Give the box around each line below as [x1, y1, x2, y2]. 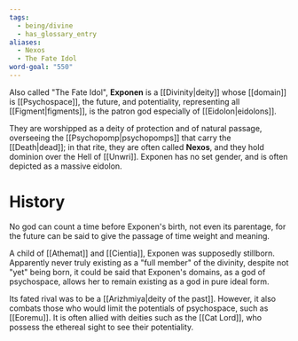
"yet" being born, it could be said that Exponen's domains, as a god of [9, 266, 266, 277]
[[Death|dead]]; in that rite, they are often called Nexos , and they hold [9, 141, 264, 152]
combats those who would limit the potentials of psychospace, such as [9, 303, 269, 313]
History [9, 192, 66, 212]
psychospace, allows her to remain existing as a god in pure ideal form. [9, 276, 270, 287]
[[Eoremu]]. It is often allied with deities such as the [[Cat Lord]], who [9, 312, 263, 322]
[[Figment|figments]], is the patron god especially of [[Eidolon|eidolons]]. [9, 106, 277, 116]
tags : [9, 12, 29, 22]
